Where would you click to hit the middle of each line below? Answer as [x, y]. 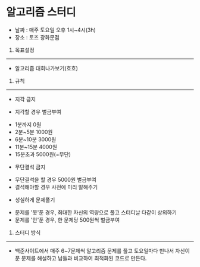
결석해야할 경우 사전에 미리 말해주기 [56, 187]
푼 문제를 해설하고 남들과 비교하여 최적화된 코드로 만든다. [81, 258]
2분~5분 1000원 [34, 132]
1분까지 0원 [28, 124]
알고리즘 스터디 [41, 12]
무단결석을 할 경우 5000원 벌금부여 [55, 179]
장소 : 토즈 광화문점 [37, 37]
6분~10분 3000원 [35, 139]
